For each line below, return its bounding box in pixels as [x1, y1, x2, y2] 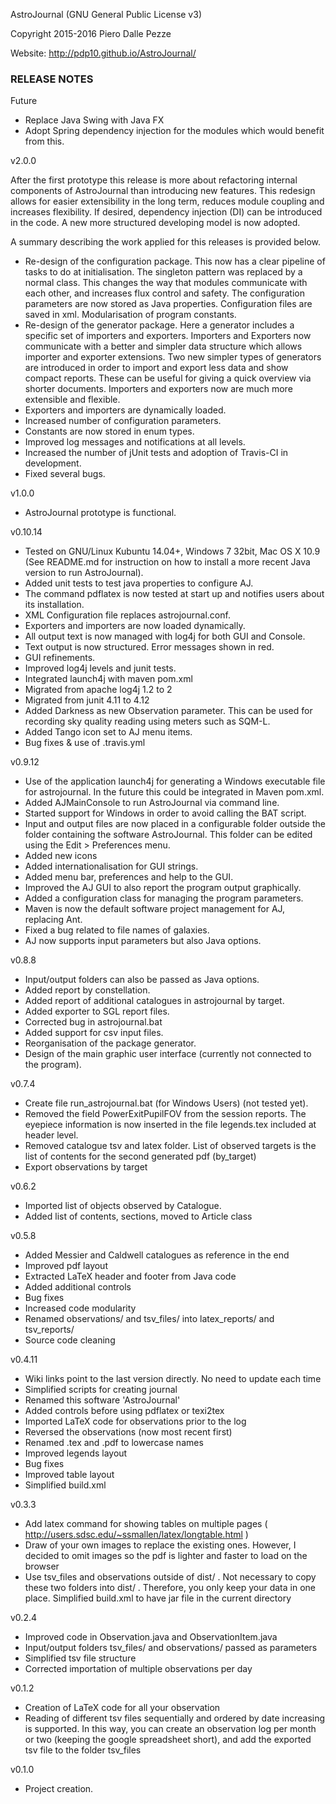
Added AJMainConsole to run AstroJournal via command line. [24, 797, 280, 809]
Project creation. [24, 1783, 94, 1795]
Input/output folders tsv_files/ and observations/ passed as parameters [24, 1642, 318, 1654]
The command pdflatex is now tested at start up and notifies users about [24, 588, 325, 600]
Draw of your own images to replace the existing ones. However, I [24, 1539, 297, 1551]
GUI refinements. [24, 652, 96, 664]
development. [24, 457, 82, 469]
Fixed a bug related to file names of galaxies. [24, 924, 210, 936]
